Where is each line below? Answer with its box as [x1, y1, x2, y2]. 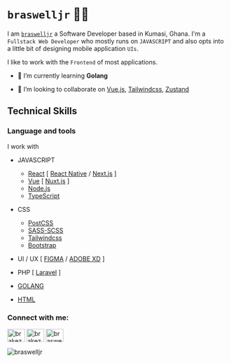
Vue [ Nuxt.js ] [27, 176, 70, 185]
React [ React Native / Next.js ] [27, 169, 117, 178]
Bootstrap [27, 241, 57, 249]
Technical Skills [7, 105, 78, 118]
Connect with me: [7, 313, 69, 322]
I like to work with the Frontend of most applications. [7, 57, 158, 66]
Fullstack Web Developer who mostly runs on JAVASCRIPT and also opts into [7, 36, 224, 45]
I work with [7, 142, 40, 150]
